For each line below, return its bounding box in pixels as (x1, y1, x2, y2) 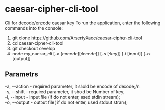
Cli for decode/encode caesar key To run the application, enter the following (5, 20, 161, 26)
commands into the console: (5, 25, 63, 31)
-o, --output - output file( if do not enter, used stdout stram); (5, 99, 128, 105)
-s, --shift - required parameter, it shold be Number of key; (5, 88, 125, 95)
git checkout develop (12, 45, 55, 51)
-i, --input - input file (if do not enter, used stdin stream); (5, 94, 120, 100)
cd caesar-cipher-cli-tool (12, 40, 64, 46)
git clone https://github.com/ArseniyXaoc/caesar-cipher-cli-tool (12, 35, 142, 41)
